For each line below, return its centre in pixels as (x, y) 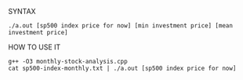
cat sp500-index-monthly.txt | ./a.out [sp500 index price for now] (122, 68)
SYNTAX (22, 11)
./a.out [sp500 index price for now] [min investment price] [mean (121, 26)
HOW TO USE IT (34, 47)
